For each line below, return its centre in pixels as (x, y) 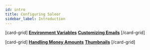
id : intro (15, 10)
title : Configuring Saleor (33, 14)
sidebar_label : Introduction (35, 19)
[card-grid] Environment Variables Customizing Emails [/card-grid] (75, 33)
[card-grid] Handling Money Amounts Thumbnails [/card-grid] (70, 42)
